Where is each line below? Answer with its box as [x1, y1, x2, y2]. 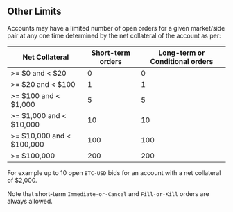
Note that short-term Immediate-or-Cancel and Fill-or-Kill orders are [7, 189, 209, 197]
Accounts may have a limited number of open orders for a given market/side [7, 24, 225, 32]
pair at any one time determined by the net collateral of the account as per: [7, 31, 221, 40]
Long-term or [158, 48, 205, 58]
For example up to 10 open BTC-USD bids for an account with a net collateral [7, 168, 221, 177]
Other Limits [7, 6, 62, 17]
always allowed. [7, 197, 53, 205]
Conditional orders [150, 56, 214, 66]
